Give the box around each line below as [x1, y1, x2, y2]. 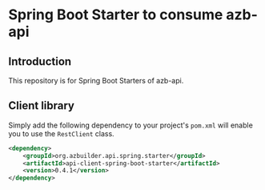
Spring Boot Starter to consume [8, 6, 223, 24]
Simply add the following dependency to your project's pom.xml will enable [8, 120, 254, 130]
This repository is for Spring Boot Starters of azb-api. [8, 76, 184, 85]
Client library [8, 99, 74, 113]
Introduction [8, 55, 72, 68]
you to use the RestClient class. [8, 128, 114, 138]
